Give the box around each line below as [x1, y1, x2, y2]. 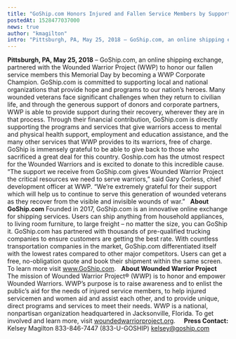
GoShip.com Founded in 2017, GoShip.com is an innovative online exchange [7, 205, 228, 213]
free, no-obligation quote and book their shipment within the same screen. [7, 257, 223, 265]
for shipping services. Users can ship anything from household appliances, [7, 212, 225, 221]
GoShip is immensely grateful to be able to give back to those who [7, 145, 199, 154]
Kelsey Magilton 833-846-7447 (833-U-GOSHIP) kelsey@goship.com [7, 324, 210, 333]
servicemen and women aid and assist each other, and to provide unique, [7, 294, 220, 303]
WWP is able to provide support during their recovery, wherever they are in [7, 108, 225, 117]
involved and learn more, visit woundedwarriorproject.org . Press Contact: [7, 317, 229, 325]
